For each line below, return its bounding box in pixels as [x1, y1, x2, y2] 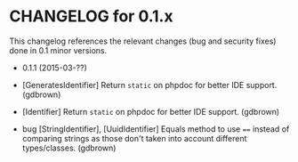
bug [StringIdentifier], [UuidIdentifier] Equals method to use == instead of [21, 123, 290, 134]
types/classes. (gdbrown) [21, 142, 117, 153]
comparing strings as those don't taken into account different [21, 133, 247, 143]
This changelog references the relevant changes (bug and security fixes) [9, 36, 277, 46]
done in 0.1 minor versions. [9, 45, 108, 55]
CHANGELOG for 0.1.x [9, 6, 173, 27]
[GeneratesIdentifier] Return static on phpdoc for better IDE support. [21, 79, 278, 90]
